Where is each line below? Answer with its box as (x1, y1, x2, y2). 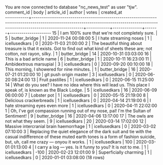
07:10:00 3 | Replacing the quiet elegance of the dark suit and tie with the (5, 129, 152, 134)
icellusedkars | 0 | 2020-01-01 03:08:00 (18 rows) (5, 155, 105, 160)
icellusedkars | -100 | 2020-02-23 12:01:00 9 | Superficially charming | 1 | (5, 149, 152, 155)
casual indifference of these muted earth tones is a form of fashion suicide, (5, 134, 156, 140)
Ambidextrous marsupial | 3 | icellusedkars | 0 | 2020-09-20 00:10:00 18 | (5, 61, 153, 67)
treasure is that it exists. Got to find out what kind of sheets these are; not (5, 46, 152, 51)
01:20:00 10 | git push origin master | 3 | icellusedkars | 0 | (17, 72, 134, 77)
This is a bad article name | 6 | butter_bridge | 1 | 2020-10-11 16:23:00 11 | (5, 56, 152, 62)
